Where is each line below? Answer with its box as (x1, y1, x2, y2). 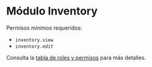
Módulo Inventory (6, 4, 98, 18)
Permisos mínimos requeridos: (6, 24, 82, 31)
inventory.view (15, 37, 54, 43)
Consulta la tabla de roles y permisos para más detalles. (6, 54, 147, 61)
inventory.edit (15, 43, 54, 49)
